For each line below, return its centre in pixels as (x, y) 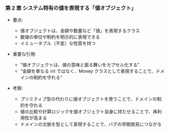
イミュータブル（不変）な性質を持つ (58, 43)
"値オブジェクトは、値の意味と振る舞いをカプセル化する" (80, 65)
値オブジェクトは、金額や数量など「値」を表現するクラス (80, 31)
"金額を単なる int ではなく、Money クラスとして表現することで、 (88, 71)
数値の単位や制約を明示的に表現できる (60, 37)
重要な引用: (24, 54)
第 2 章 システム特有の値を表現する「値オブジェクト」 (71, 8)
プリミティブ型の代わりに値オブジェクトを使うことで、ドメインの (89, 99)
